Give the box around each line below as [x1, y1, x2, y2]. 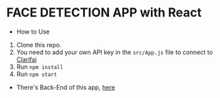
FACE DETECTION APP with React [6, 5, 202, 21]
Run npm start [16, 70, 58, 78]
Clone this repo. [16, 40, 62, 49]
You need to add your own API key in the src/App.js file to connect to [16, 48, 213, 56]
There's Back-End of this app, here [16, 83, 116, 91]
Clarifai [16, 55, 37, 63]
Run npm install [16, 62, 64, 71]
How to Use [16, 27, 50, 36]
